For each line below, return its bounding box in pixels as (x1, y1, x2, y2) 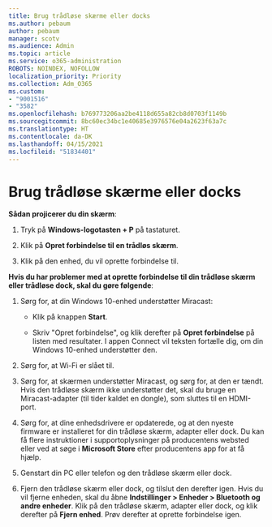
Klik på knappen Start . (32, 312, 108, 322)
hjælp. (19, 452, 42, 462)
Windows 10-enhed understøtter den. (32, 345, 158, 355)
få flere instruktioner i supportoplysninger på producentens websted (19, 435, 249, 445)
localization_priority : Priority (8, 72, 122, 80)
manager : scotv (8, 34, 60, 43)
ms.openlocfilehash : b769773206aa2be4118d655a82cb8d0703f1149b (8, 110, 227, 118)
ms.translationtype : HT (8, 125, 89, 133)
